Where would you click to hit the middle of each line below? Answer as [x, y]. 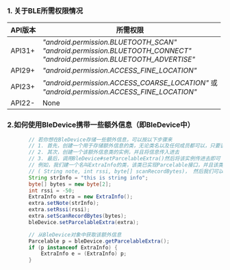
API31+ [23, 51]
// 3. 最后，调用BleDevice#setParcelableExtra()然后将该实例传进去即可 [125, 159]
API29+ [23, 71]
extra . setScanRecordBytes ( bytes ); [78, 216]
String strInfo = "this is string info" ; [88, 177]
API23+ [23, 87]
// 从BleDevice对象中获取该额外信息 [75, 234]
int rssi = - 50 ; [52, 191]
